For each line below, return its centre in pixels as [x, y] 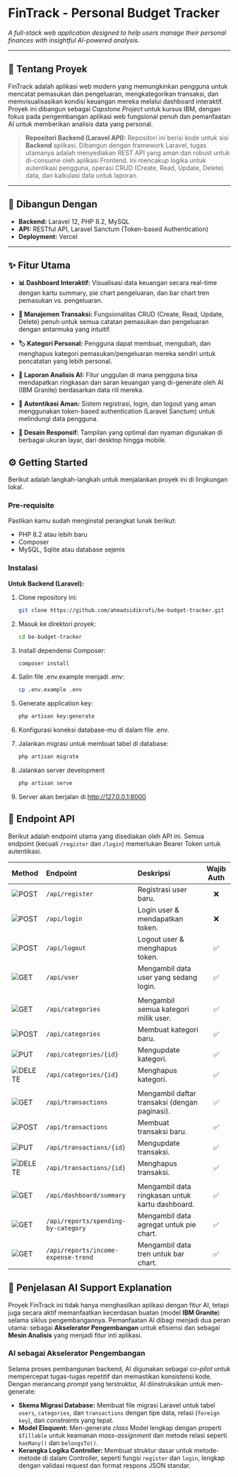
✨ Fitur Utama [40, 265]
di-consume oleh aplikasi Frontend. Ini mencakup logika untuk [116, 160]
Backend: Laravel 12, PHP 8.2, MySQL [74, 221]
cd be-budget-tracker [50, 637]
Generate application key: [56, 703]
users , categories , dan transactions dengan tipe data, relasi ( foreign [119, 1412]
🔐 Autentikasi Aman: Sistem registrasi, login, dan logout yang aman [117, 404]
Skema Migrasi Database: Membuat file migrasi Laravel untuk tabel [117, 1405]
